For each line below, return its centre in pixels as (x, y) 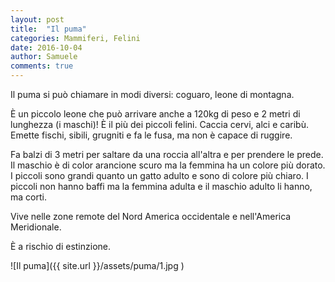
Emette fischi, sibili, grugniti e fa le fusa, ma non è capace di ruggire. (151, 135)
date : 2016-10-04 (46, 47)
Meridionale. (36, 227)
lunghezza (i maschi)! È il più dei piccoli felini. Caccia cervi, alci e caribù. (159, 124)
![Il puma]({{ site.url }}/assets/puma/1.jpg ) (97, 265)
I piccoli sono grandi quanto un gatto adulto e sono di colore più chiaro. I (159, 175)
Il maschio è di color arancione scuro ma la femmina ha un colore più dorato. (168, 165)
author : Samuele (44, 57)
